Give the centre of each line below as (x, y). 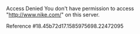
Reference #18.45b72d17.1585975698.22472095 (65, 26)
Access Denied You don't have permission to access (70, 8)
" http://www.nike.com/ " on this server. (53, 15)
